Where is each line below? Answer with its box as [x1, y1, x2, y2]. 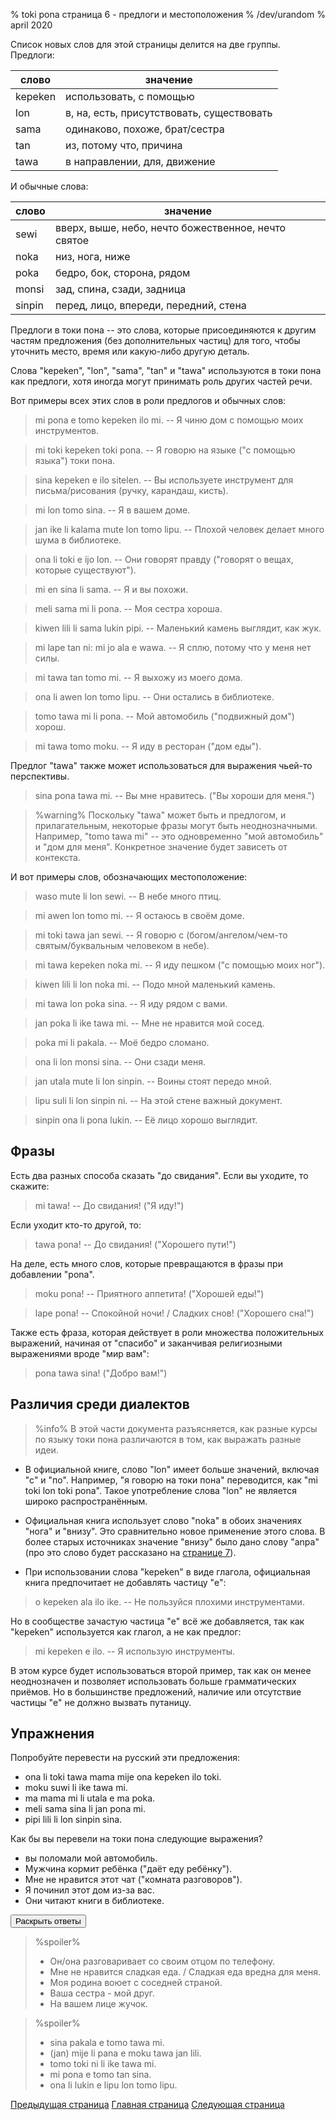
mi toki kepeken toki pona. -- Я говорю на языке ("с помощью [34, 444, 296, 456]
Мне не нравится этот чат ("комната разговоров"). [24, 1874, 243, 1886]
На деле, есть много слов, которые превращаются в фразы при [10, 1257, 283, 1269]
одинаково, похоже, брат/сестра [65, 122, 225, 136]
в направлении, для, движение [65, 155, 216, 168]
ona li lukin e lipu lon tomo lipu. [49, 2079, 178, 2091]
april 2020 [10, 19, 53, 31]
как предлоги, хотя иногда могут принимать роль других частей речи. [10, 375, 313, 387]
